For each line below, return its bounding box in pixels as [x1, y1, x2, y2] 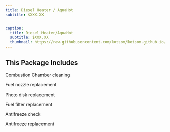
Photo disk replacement [5, 92, 55, 98]
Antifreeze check [5, 111, 41, 117]
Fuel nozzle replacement [5, 81, 57, 87]
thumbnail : [10, 40, 33, 45]
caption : [5, 26, 24, 31]
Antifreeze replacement [5, 121, 55, 127]
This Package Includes [5, 59, 78, 67]
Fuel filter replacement [5, 101, 53, 107]
